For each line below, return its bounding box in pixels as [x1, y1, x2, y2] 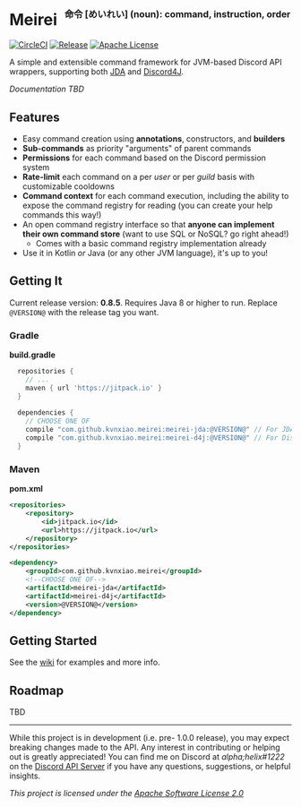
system [21, 161, 50, 172]
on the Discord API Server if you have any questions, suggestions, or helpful [9, 761, 291, 772]
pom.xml [9, 484, 43, 494]
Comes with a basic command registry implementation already [35, 237, 267, 248]
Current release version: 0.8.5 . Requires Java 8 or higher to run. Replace [9, 297, 278, 308]
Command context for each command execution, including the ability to [21, 190, 289, 201]
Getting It [9, 273, 63, 288]
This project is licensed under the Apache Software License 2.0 [9, 788, 245, 799]
